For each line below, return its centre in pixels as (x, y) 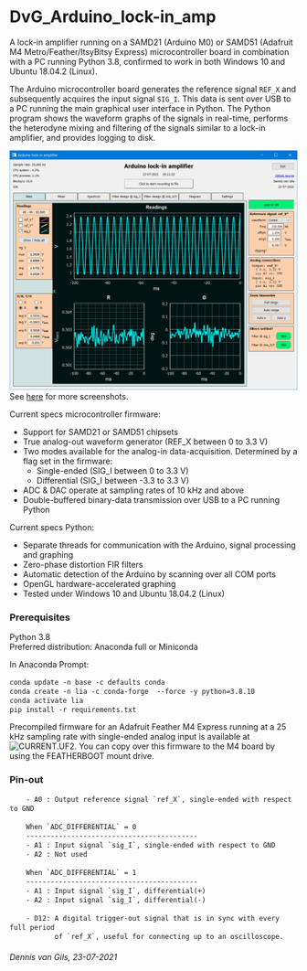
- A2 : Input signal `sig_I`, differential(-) (116, 901)
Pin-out (26, 779)
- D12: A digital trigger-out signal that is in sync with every (153, 919)
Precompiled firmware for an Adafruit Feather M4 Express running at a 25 (148, 727)
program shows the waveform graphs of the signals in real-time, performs (149, 118)
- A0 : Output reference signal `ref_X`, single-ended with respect (159, 800)
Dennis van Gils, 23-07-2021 (64, 956)
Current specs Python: (52, 527)
